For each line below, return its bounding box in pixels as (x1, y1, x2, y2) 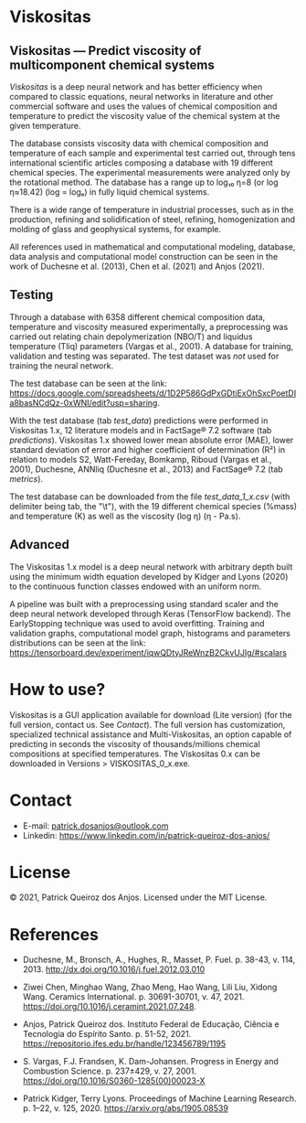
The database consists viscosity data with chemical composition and (9, 138, 269, 148)
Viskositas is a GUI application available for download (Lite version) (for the (9, 709, 292, 720)
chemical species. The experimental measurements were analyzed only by (9, 167, 290, 177)
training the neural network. (9, 359, 114, 371)
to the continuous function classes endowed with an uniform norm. (9, 581, 262, 592)
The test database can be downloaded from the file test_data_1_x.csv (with (9, 491, 290, 502)
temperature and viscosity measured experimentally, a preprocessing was (9, 321, 289, 332)
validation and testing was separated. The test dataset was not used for (9, 350, 280, 361)
